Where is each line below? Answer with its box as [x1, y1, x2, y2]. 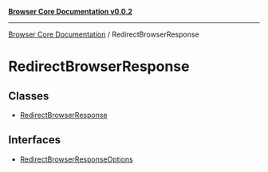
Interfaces [8, 133, 61, 147]
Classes [8, 89, 49, 103]
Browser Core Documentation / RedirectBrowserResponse [8, 29, 199, 39]
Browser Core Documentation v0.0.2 [8, 7, 133, 16]
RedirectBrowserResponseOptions [19, 154, 133, 164]
